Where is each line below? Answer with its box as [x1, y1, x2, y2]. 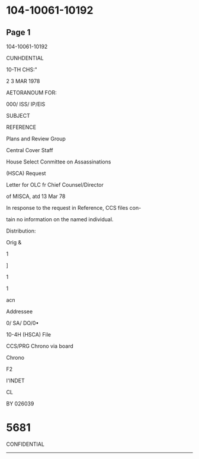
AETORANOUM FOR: [6, 89, 57, 96]
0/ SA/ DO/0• [6, 319, 39, 326]
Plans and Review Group [6, 135, 66, 142]
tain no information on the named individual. [6, 216, 114, 223]
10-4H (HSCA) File [6, 331, 52, 338]
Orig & [6, 239, 22, 246]
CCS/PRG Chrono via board [6, 342, 73, 350]
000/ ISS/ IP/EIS [6, 100, 46, 108]
